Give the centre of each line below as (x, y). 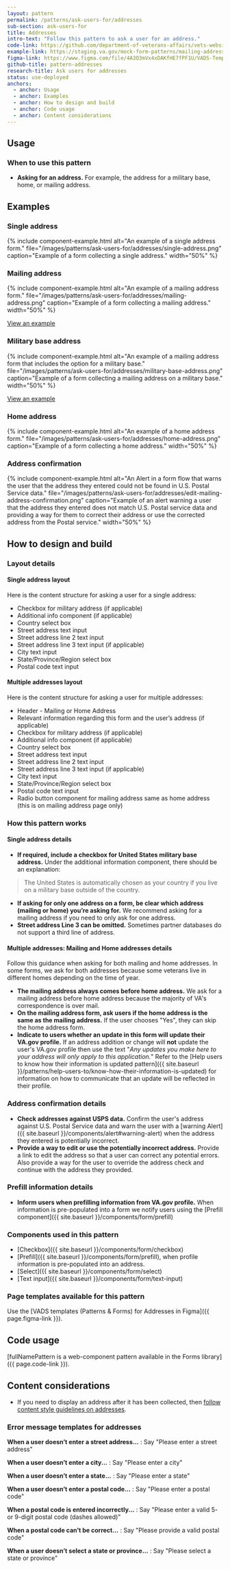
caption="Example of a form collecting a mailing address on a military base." (115, 378)
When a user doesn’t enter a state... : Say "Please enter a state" (99, 1476)
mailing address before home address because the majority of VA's (112, 998)
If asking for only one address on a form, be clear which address (110, 903)
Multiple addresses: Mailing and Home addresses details (90, 948)
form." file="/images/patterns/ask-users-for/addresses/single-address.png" (114, 248)
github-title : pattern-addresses (55, 64)
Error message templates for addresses (74, 1427)
